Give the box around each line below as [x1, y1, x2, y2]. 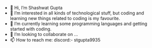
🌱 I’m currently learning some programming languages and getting [10, 20, 147, 26]
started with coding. [10, 26, 52, 32]
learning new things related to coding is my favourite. [10, 15, 120, 21]
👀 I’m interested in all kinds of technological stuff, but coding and [10, 10, 144, 16]
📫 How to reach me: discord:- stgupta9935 [10, 37, 101, 42]
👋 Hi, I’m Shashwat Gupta [10, 5, 63, 10]
